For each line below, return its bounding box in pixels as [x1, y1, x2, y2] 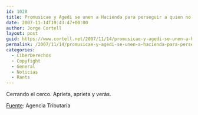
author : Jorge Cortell [6, 25, 62, 31]
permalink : [6, 42, 33, 48]
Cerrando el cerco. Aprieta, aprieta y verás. [6, 91, 111, 98]
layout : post [6, 31, 38, 37]
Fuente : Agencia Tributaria [6, 102, 71, 109]
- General [11, 63, 35, 70]
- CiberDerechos [11, 52, 51, 58]
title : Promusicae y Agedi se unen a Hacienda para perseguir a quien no [6, 14, 192, 20]
